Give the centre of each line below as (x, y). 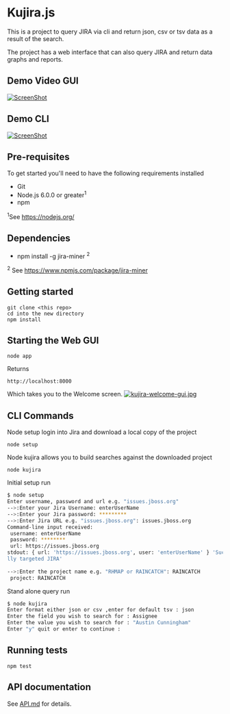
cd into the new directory (46, 314)
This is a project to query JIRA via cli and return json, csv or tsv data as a (110, 31)
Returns (18, 369)
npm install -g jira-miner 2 (53, 255)
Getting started (40, 292)
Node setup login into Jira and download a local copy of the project (102, 432)
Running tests (38, 651)
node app (20, 356)
